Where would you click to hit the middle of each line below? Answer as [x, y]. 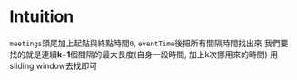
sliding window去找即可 [54, 65]
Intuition [42, 17]
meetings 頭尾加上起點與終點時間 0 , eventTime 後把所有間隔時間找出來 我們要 [149, 43]
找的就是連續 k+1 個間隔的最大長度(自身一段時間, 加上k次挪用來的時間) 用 [144, 54]
